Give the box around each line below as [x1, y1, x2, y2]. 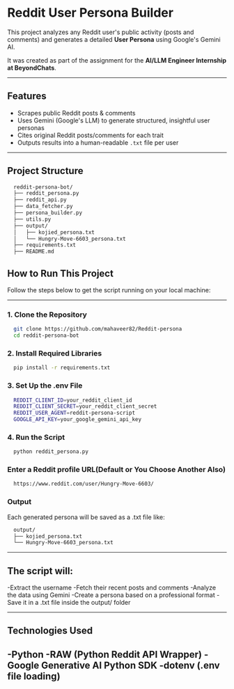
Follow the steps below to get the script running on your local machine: [7, 286, 211, 294]
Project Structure [7, 165, 84, 177]
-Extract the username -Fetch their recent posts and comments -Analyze [7, 583, 217, 592]
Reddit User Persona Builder [7, 5, 174, 21]
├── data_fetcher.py [13, 203, 73, 210]
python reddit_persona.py [13, 448, 89, 455]
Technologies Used [7, 625, 93, 637]
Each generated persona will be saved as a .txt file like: [7, 513, 165, 521]
